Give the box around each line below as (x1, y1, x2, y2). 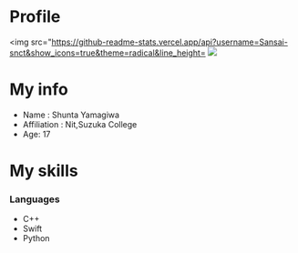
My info (9, 79, 68, 100)
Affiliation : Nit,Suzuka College (22, 118, 138, 129)
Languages (9, 193, 61, 206)
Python (22, 233, 50, 244)
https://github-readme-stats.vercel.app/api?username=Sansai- (51, 36, 289, 47)
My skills (9, 161, 79, 181)
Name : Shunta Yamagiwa (22, 109, 120, 120)
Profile (9, 6, 61, 27)
